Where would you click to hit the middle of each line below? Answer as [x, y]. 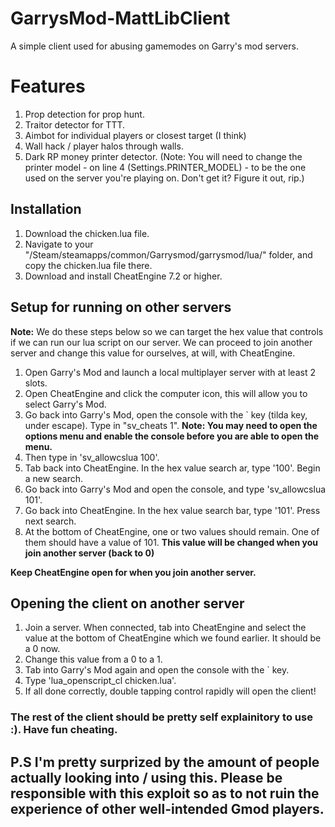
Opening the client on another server [127, 603]
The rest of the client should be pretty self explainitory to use [161, 717]
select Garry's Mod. [65, 404]
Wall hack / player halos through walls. [104, 146]
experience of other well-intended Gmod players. [167, 808]
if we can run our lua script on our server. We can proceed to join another [161, 342]
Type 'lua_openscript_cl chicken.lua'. [100, 681]
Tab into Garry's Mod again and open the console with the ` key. [157, 670]
